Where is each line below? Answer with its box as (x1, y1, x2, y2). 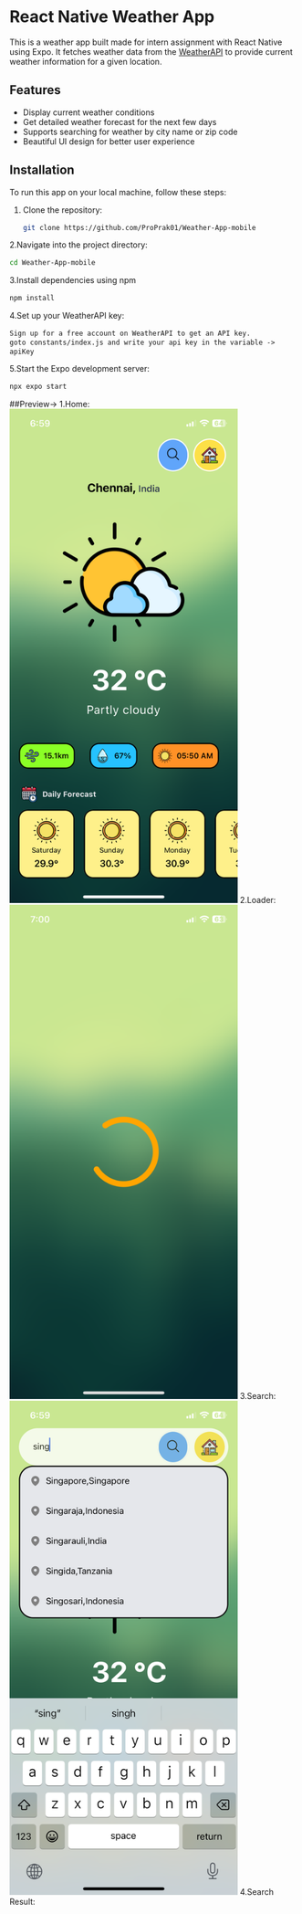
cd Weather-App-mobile (9, 258, 96, 268)
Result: (9, 1896, 36, 1907)
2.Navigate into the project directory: (9, 239, 148, 250)
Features (9, 82, 61, 98)
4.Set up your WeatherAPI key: (9, 310, 125, 321)
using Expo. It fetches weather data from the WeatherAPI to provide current (9, 46, 294, 57)
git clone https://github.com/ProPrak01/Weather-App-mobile (22, 223, 256, 232)
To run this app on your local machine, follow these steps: (9, 186, 226, 197)
